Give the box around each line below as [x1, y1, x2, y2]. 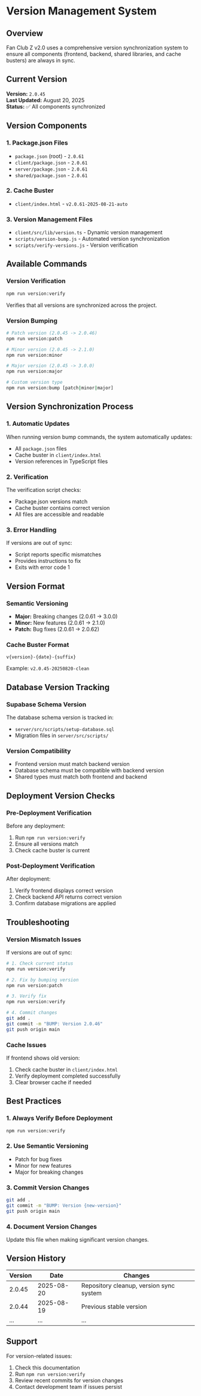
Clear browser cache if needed [14, 1078, 92, 1085]
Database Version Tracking [6, 682, 109, 692]
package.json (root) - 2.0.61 [14, 152, 84, 160]
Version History [6, 1254, 66, 1264]
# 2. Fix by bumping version [6, 977, 79, 983]
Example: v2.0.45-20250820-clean [6, 665, 90, 672]
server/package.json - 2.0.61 [14, 165, 88, 172]
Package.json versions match [14, 497, 88, 505]
